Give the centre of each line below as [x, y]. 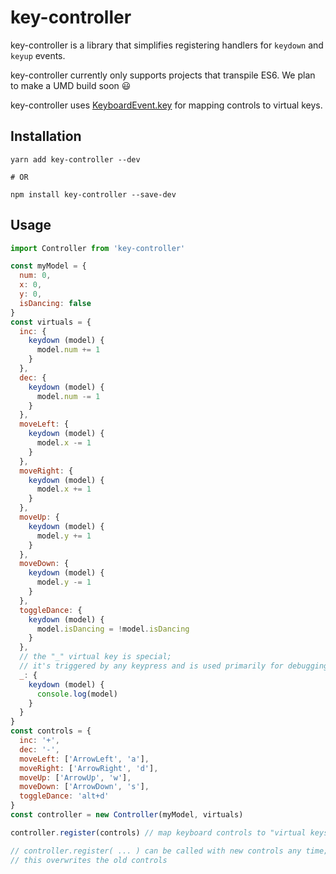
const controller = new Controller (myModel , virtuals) [127, 815]
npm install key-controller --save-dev [93, 194]
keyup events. [38, 55]
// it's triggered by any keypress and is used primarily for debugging [174, 666]
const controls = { [51, 731]
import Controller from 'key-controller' [98, 248]
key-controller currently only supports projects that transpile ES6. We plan [163, 75]
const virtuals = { [51, 322]
